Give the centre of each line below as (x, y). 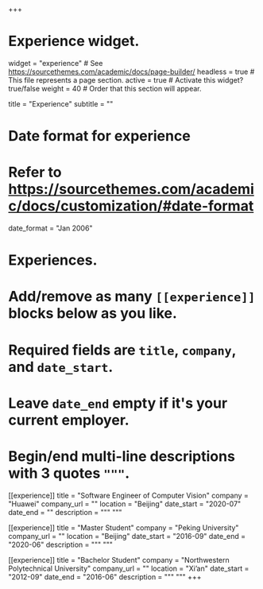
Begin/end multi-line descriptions (122, 456)
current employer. (69, 420)
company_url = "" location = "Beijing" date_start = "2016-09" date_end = (127, 536)
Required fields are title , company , (122, 350)
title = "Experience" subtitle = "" (61, 103)
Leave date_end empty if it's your (118, 403)
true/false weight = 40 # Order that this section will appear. (105, 88)
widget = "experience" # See (56, 63)
